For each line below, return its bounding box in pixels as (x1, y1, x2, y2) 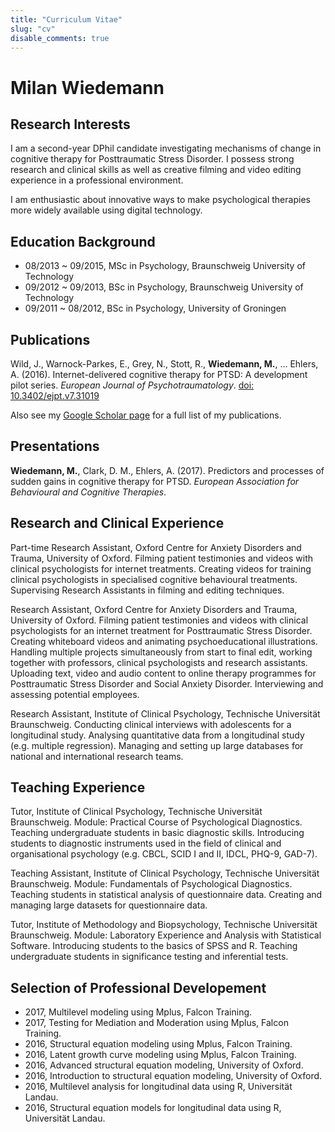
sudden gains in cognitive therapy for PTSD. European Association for (10, 475, 300, 487)
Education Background (10, 233, 156, 250)
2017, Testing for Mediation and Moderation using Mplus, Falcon (24, 1017, 289, 1029)
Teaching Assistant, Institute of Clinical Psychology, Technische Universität (10, 867, 320, 880)
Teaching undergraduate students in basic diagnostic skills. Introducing (10, 827, 305, 839)
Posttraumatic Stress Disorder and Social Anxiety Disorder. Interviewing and (10, 677, 324, 690)
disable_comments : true (10, 33, 110, 43)
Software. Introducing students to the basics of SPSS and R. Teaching (10, 940, 298, 952)
